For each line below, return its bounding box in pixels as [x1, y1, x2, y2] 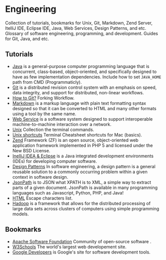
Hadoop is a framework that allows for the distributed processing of [12, 200, 151, 206]
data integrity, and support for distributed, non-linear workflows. [12, 89, 144, 95]
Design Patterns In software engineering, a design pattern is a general [12, 163, 156, 169]
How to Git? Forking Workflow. [12, 95, 75, 101]
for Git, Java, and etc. [5, 36, 50, 42]
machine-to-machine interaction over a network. [12, 121, 111, 127]
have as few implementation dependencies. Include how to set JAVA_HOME [12, 73, 162, 80]
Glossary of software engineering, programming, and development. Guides [5, 30, 159, 36]
